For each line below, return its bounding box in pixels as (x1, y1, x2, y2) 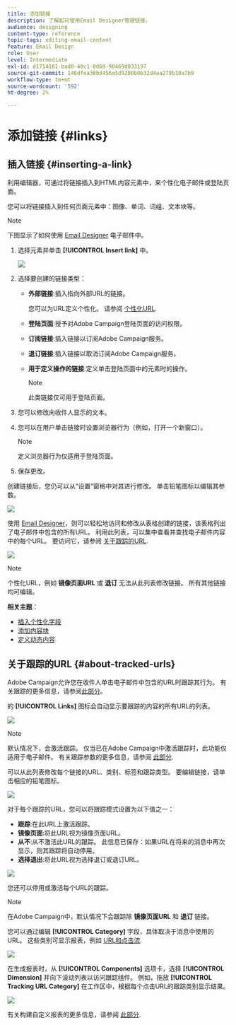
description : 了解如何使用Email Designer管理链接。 (7, 17, 151, 24)
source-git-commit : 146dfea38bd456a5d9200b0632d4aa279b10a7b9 (7, 69, 194, 76)
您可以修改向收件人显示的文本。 (17, 408, 111, 417)
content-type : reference (7, 30, 81, 37)
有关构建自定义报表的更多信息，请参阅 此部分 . (7, 1010, 141, 1019)
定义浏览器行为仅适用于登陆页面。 (17, 452, 117, 460)
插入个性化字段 (17, 618, 61, 626)
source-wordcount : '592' (7, 83, 81, 90)
